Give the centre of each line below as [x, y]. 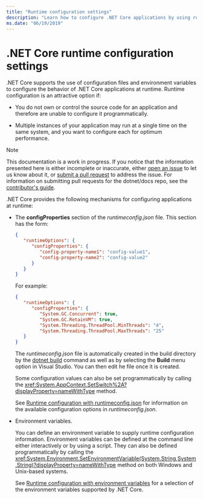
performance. [32, 138]
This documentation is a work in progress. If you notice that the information [100, 162]
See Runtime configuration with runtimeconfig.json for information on [101, 403]
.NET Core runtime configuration [90, 53]
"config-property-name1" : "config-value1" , [95, 252]
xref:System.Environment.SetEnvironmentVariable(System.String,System [105, 458]
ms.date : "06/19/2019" [35, 23]
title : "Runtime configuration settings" [59, 12]
